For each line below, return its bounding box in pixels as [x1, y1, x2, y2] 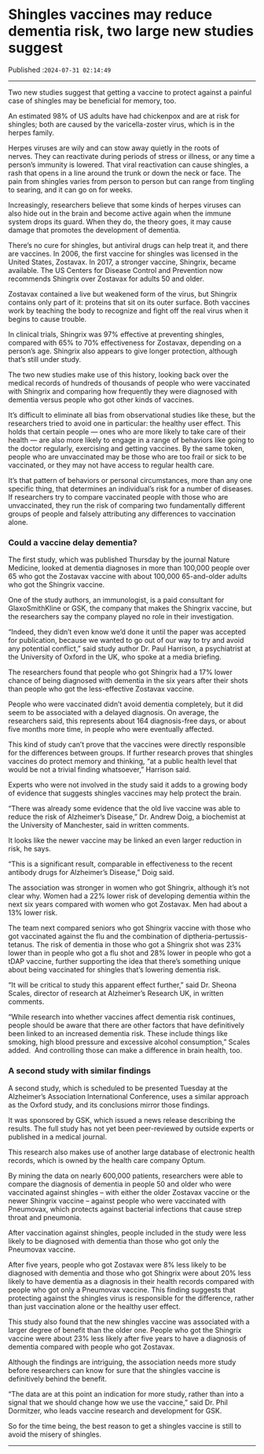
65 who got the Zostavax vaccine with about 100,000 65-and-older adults [8, 572, 247, 581]
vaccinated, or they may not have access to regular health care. [8, 460, 214, 470]
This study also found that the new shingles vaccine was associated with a [8, 1316, 250, 1327]
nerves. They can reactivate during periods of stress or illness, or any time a [8, 151, 255, 161]
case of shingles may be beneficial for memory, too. [8, 96, 177, 105]
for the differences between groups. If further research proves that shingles [8, 748, 254, 758]
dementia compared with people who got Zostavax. [8, 1341, 175, 1351]
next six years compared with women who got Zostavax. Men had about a [8, 899, 247, 910]
